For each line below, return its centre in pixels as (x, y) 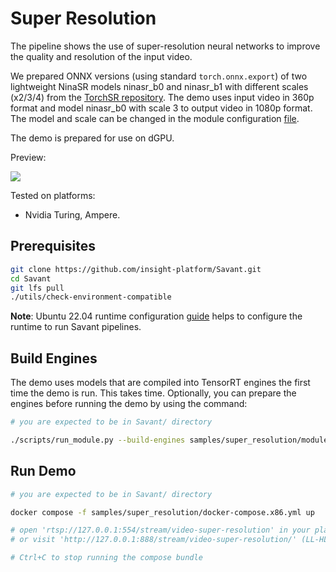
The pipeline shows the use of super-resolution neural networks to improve (165, 46)
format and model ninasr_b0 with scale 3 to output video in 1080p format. (161, 108)
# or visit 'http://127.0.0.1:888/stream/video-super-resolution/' (154, 540)
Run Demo (43, 471)
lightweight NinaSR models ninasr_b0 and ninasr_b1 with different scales (159, 86)
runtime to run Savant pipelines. (76, 327)
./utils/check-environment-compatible (91, 297)
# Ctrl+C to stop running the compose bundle (106, 558)
